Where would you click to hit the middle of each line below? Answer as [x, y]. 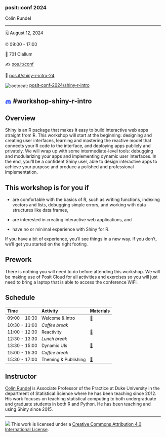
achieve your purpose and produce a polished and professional [70, 167]
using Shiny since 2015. [29, 409]
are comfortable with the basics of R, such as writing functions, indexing [86, 199]
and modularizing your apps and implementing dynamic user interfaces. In [81, 156]
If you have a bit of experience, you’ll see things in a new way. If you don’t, [81, 239]
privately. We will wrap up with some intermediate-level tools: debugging [79, 151]
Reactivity [51, 332]
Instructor [21, 376]
